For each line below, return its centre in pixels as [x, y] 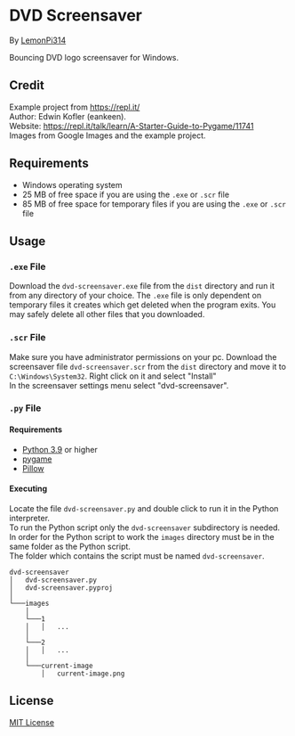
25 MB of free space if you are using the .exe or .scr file [125, 194]
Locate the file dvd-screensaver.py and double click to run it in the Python [144, 508]
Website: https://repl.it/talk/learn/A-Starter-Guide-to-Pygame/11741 [132, 126]
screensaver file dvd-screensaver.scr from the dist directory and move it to [148, 366]
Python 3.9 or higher [60, 449]
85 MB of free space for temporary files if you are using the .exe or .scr [154, 204]
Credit [27, 86]
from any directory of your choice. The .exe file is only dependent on [136, 296]
